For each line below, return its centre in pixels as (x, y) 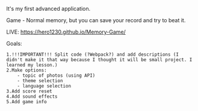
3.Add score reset (29, 91)
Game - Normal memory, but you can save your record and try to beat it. (96, 20)
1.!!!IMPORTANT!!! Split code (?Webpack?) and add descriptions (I (93, 55)
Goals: (14, 43)
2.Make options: (26, 70)
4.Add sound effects (32, 97)
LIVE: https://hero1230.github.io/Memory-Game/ (66, 32)
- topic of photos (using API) (56, 76)
